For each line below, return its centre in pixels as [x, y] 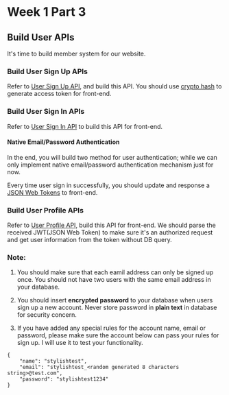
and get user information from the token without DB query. [90, 240]
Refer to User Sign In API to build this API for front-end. [85, 126]
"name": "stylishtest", [53, 361]
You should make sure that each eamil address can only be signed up [115, 272]
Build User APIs [41, 37]
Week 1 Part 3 [47, 12]
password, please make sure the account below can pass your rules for [118, 335]
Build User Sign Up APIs [47, 71]
